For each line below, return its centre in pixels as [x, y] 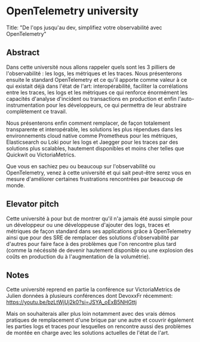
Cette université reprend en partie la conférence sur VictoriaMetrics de [93, 289]
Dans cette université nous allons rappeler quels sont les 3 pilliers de [91, 67]
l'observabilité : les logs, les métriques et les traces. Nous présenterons [94, 73]
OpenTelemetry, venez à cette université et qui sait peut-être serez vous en [99, 172]
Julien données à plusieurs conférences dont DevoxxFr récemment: [90, 296]
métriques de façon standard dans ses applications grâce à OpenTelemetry [99, 231]
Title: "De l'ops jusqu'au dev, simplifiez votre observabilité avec [84, 27]
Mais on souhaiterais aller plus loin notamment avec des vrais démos [91, 314]
